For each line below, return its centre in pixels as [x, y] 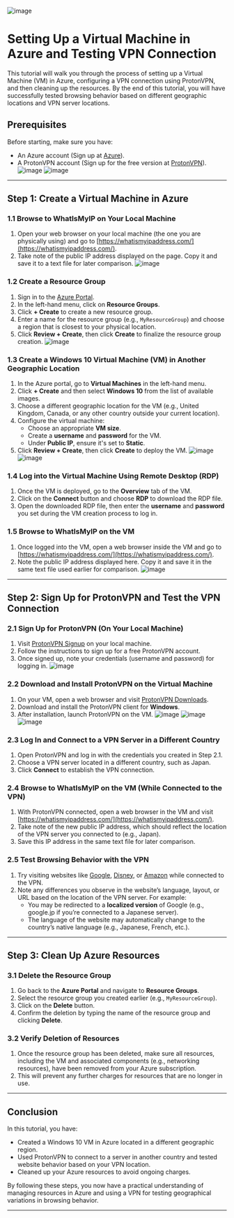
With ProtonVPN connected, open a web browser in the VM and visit [115, 812]
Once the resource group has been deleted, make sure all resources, [116, 1054]
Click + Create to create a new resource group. [85, 312]
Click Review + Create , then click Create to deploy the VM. [102, 450]
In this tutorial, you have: [42, 1129]
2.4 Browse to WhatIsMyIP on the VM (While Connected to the [115, 788]
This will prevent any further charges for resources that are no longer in [120, 1076]
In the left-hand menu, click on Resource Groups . [88, 304]
